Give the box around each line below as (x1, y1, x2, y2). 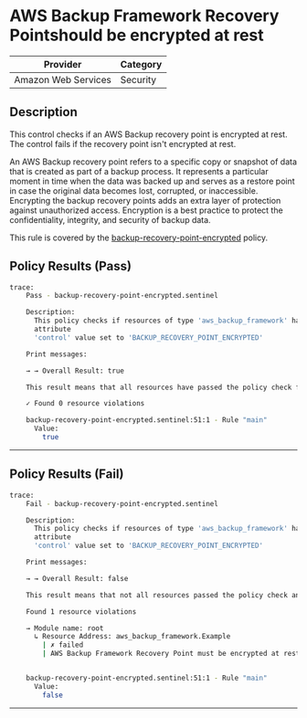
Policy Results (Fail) (9, 467, 124, 482)
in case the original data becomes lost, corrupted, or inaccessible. (9, 185, 259, 196)
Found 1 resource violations (26, 607, 137, 617)
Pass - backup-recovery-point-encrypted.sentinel (26, 291, 219, 301)
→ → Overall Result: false (26, 574, 129, 583)
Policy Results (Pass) (9, 259, 132, 274)
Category (120, 58, 163, 70)
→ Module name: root (26, 623, 104, 633)
